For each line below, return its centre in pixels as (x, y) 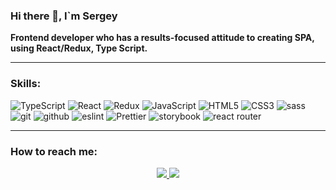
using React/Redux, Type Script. (79, 48)
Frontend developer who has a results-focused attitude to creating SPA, (162, 38)
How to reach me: (54, 151)
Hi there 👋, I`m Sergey (64, 16)
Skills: (26, 84)
